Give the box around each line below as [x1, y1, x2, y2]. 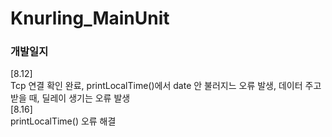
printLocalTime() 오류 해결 [10, 115, 117, 127]
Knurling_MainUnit [10, 7, 170, 30]
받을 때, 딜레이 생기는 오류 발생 [10, 92, 131, 104]
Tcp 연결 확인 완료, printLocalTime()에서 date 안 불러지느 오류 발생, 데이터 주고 [10, 80, 322, 92]
